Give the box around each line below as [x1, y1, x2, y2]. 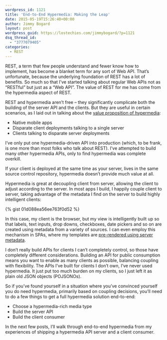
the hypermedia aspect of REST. [5, 89, 72, 95]
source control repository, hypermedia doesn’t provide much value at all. [5, 170, 155, 176]
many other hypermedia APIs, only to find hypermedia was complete [5, 150, 146, 156]
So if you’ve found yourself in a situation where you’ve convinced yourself [5, 283, 158, 289]
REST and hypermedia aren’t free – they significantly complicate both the [5, 99, 156, 105]
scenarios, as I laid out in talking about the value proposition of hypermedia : [5, 109, 161, 115]
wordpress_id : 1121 [5, 7, 46, 12]
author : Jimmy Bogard [5, 21, 50, 26]
